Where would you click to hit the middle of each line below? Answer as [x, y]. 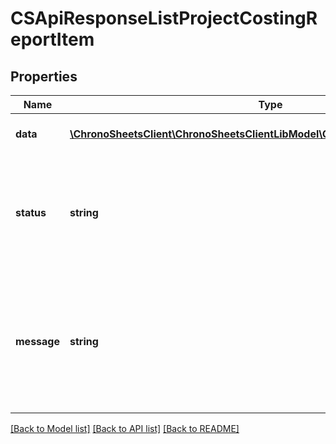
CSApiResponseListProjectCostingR [164, 18]
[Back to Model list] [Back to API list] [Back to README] [125, 428]
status [31, 212]
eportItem [52, 39]
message [37, 341]
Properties [44, 76]
